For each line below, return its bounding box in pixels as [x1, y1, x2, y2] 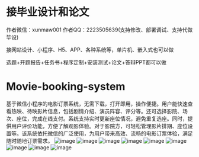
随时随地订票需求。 [6, 137, 53, 144]
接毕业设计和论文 [6, 5, 90, 19]
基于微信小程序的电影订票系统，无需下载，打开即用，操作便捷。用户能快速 [6, 100, 188, 107]
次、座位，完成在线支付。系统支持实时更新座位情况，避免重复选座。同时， [6, 115, 188, 122]
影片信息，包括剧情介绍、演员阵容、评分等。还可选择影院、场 [37, 107, 188, 114]
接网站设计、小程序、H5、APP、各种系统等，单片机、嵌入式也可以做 [6, 46, 174, 53]
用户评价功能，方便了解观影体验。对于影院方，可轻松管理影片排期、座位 [11, 122, 188, 129]
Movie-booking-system [6, 80, 126, 94]
